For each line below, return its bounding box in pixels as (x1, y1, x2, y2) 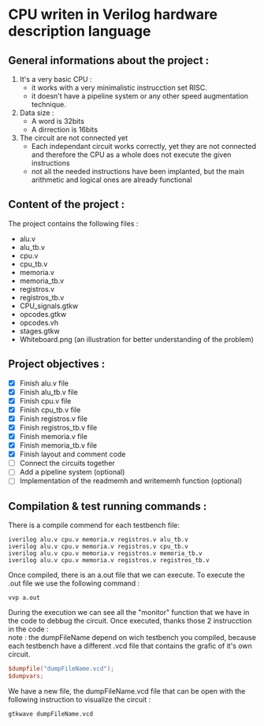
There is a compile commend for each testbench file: (8, 520, 180, 530)
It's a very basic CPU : (19, 75, 92, 84)
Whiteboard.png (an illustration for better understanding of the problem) (19, 334, 255, 344)
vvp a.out (8, 594, 41, 602)
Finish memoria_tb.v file (19, 441, 97, 450)
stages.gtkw (19, 326, 61, 336)
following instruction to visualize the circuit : (8, 694, 151, 704)
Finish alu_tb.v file (19, 387, 79, 397)
